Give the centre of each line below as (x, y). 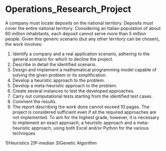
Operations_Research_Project (68, 9)
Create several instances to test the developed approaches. (74, 91)
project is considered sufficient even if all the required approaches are (84, 112)
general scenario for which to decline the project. (63, 59)
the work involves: (24, 44)
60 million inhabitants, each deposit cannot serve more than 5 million (76, 33)
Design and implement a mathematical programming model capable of (84, 70)
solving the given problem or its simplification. (59, 75)
